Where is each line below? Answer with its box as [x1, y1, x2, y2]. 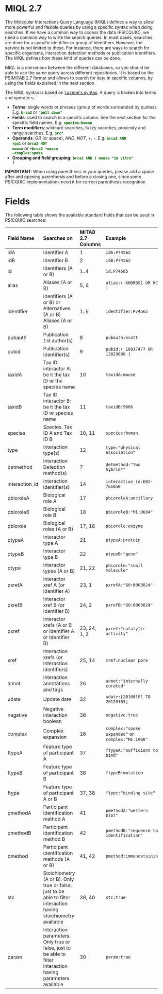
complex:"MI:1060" [105, 736, 148, 742]
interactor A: [43, 365, 71, 372]
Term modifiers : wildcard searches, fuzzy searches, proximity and [12, 124, 146, 130]
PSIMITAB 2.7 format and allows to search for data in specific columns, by [5, 75, 153, 81]
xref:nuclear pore [105, 657, 148, 663]
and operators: [5, 94, 35, 100]
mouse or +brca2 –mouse [12, 145, 58, 151]
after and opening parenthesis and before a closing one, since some [5, 174, 142, 179]
